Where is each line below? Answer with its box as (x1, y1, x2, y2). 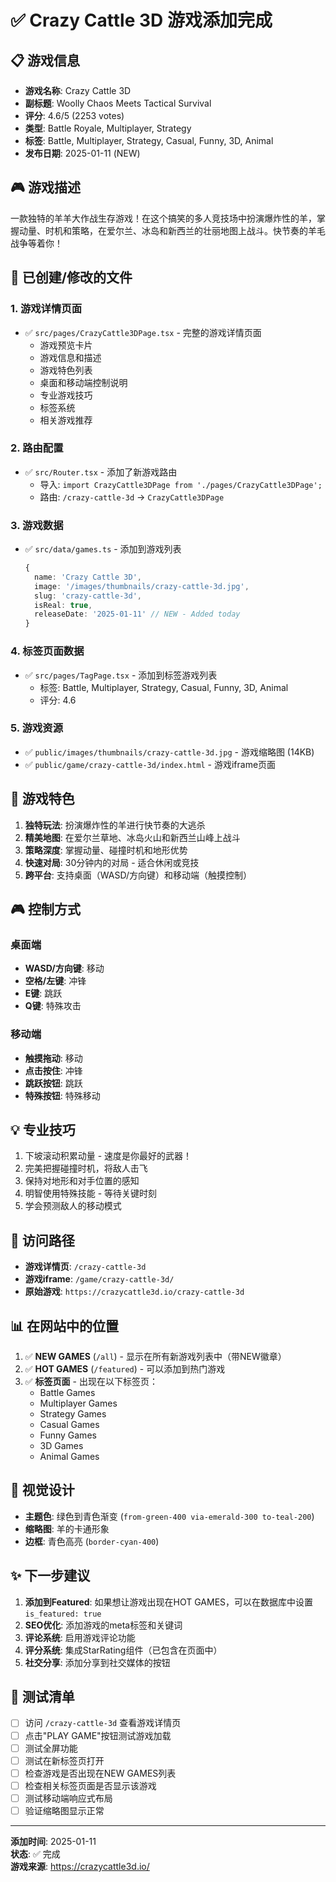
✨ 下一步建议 (10, 1567, 91, 1585)
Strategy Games (39, 1408, 107, 1420)
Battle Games (39, 1387, 96, 1399)
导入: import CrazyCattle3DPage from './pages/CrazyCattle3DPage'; (39, 478, 323, 490)
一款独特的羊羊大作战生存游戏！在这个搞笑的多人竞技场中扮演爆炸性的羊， (10, 212, 317, 224)
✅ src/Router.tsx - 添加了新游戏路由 (24, 466, 178, 478)
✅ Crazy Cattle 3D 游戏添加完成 (10, 9, 273, 32)
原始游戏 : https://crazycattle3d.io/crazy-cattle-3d (24, 1286, 245, 1298)
